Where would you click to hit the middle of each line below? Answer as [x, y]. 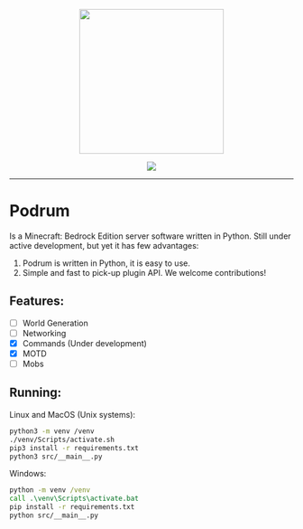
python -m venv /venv [50, 490]
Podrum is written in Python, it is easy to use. [106, 263]
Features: [37, 302]
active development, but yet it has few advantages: [104, 245]
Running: [36, 393]
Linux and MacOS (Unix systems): [73, 414]
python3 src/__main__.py [56, 457]
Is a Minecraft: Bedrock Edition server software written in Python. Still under [150, 236]
